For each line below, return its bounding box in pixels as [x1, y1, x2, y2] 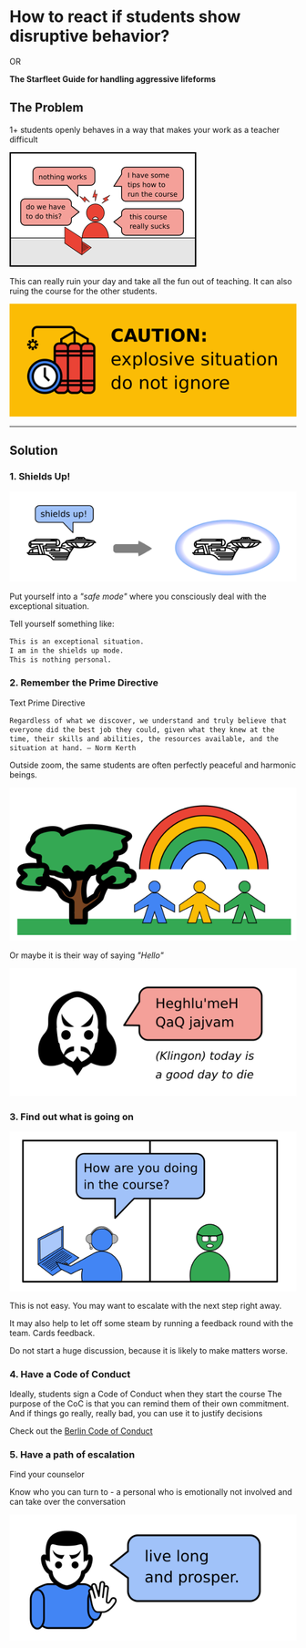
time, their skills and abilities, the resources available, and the [9, 734, 280, 744]
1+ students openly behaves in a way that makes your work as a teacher [9, 124, 280, 135]
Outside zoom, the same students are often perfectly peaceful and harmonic [9, 759, 297, 770]
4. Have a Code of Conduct [9, 1367, 131, 1380]
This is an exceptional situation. [9, 637, 145, 646]
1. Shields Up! [9, 470, 71, 483]
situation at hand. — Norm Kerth [9, 743, 137, 753]
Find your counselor [9, 1469, 85, 1480]
